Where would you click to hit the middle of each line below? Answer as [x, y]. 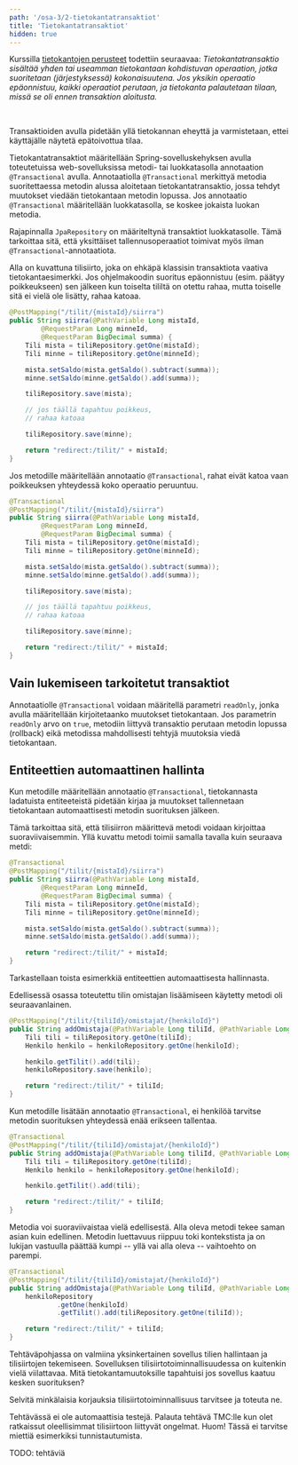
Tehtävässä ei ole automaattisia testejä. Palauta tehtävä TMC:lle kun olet [141, 1417]
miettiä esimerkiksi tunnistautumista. [76, 1436]
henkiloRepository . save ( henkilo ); [89, 1070]
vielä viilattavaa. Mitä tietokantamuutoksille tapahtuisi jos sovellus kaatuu [142, 1373]
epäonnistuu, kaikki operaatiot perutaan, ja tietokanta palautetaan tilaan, [143, 87]
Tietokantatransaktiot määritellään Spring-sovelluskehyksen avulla [130, 158]
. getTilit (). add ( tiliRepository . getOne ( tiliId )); [150, 1313]
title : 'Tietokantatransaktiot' [69, 26]
